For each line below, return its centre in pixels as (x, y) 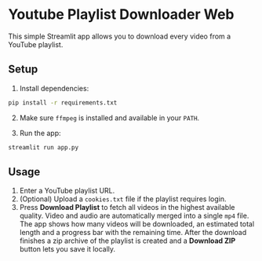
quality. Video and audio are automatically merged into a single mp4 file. (134, 216)
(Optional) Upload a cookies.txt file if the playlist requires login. (123, 199)
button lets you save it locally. (67, 249)
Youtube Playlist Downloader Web (121, 15)
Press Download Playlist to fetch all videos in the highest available (127, 208)
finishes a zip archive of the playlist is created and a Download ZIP (127, 241)
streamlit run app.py (44, 147)
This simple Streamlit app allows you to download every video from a (120, 36)
